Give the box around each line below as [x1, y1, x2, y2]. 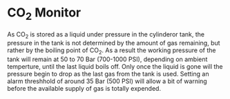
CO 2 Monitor [7, 5, 82, 23]
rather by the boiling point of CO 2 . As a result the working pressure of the [7, 46, 216, 56]
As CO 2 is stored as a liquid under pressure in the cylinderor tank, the [7, 30, 205, 40]
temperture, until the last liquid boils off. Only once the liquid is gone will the [7, 63, 223, 71]
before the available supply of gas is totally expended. [7, 85, 161, 93]
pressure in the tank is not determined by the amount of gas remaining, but [7, 39, 220, 47]
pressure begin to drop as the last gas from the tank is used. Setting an [7, 70, 209, 78]
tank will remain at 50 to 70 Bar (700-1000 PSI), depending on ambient [7, 55, 208, 63]
